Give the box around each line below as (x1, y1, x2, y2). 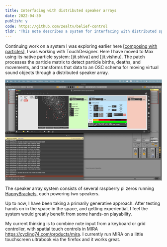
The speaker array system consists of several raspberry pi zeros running (5, 185, 154, 191)
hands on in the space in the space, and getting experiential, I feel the (5, 206, 148, 212)
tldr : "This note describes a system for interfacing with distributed (5, 29, 157, 34)
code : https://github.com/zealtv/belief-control (5, 24, 108, 29)
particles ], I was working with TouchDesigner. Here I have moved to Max (5, 49, 154, 55)
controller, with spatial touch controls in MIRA (5, 226, 98, 232)
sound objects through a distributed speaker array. (5, 70, 109, 76)
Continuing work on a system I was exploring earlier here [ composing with (5, 43, 158, 49)
